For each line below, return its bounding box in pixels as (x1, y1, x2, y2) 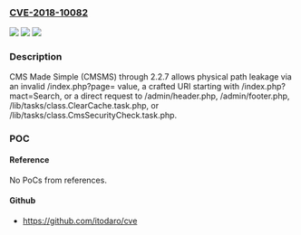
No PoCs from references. (9, 174, 107, 185)
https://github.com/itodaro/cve (22, 215, 138, 226)
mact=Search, (9, 90, 63, 101)
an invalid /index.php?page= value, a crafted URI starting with (9, 80, 240, 91)
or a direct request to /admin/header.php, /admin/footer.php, (63, 90, 290, 101)
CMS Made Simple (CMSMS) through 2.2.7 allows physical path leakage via (9, 70, 292, 82)
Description (9, 51, 63, 63)
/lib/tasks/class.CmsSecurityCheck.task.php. (9, 109, 178, 120)
